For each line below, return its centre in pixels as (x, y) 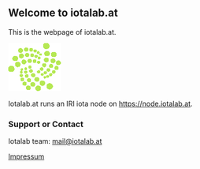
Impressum (26, 156)
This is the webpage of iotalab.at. (62, 32)
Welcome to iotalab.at (63, 13)
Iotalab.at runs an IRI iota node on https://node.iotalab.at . (100, 103)
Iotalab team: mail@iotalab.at (55, 141)
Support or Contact (46, 124)
